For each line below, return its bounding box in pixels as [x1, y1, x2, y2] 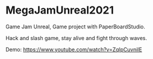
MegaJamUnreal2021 [5, 4, 114, 17]
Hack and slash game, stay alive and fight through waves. [5, 34, 147, 41]
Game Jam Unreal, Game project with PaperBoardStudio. [5, 23, 145, 30]
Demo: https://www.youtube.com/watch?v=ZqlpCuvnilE [5, 45, 142, 53]
